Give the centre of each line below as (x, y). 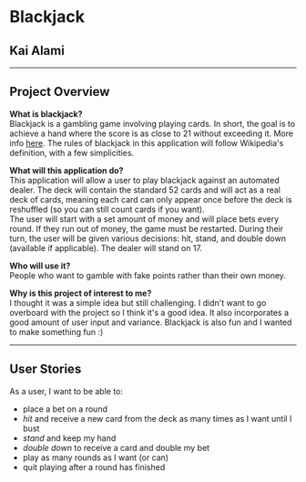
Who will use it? (40, 266)
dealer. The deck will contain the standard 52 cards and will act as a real (145, 190)
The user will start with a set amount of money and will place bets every (144, 219)
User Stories (46, 369)
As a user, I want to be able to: (66, 391)
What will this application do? (66, 170)
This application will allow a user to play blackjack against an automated (144, 180)
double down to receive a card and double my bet (116, 447)
